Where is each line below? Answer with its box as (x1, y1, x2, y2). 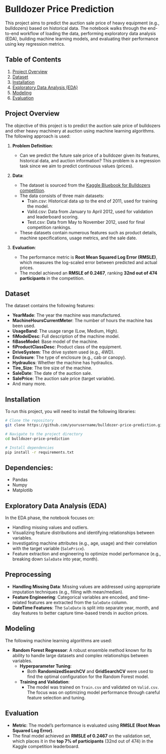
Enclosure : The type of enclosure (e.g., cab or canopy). (12, 354, 126, 360)
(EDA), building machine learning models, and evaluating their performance (5, 36, 159, 42)
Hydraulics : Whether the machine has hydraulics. (12, 360, 114, 366)
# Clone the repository (5, 418, 54, 423)
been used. (12, 323, 36, 329)
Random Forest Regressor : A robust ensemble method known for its (12, 647, 152, 653)
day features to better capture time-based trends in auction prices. (12, 610, 149, 616)
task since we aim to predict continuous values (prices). (19, 163, 134, 169)
